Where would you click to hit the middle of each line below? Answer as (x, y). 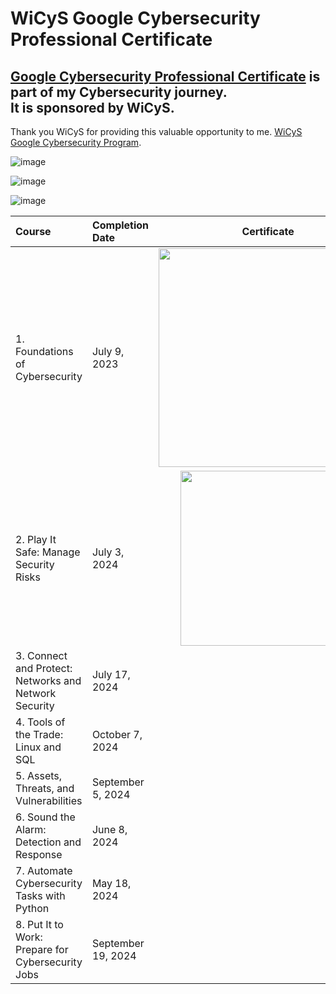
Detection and (48, 842)
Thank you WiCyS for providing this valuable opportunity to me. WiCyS (156, 131)
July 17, (111, 674)
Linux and (38, 747)
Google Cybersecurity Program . (76, 142)
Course (33, 231)
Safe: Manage (48, 552)
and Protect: (44, 668)
